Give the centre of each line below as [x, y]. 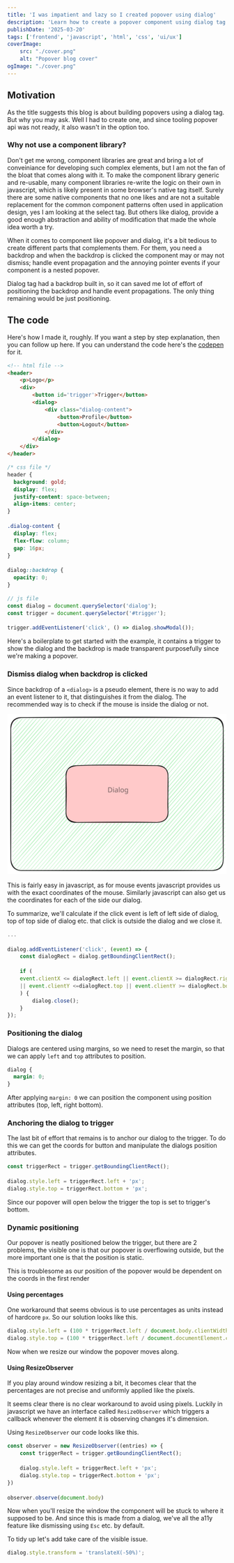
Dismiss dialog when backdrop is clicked [78, 674]
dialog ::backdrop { [36, 571]
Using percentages [36, 1294]
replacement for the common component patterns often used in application [115, 204]
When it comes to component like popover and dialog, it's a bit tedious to [112, 240]
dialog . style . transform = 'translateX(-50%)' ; [76, 1553]
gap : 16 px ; [29, 548]
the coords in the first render [48, 1278]
